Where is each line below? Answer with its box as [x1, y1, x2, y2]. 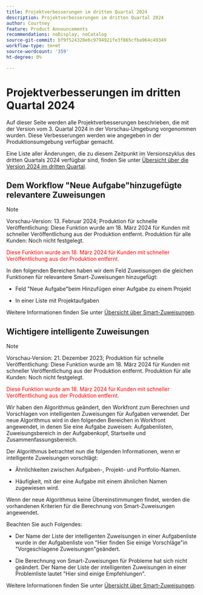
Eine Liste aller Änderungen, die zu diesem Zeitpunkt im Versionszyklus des [6, 150, 196, 157]
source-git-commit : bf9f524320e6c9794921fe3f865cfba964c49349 [6, 37, 167, 43]
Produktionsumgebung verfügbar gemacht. [6, 138, 115, 145]
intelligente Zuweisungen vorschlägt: [6, 454, 99, 462]
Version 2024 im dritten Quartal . [6, 162, 87, 170]
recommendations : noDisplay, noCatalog [6, 32, 107, 38]
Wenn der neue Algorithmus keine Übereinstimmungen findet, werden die [6, 496, 190, 503]
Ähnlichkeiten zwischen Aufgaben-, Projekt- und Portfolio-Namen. [15, 466, 181, 473]
